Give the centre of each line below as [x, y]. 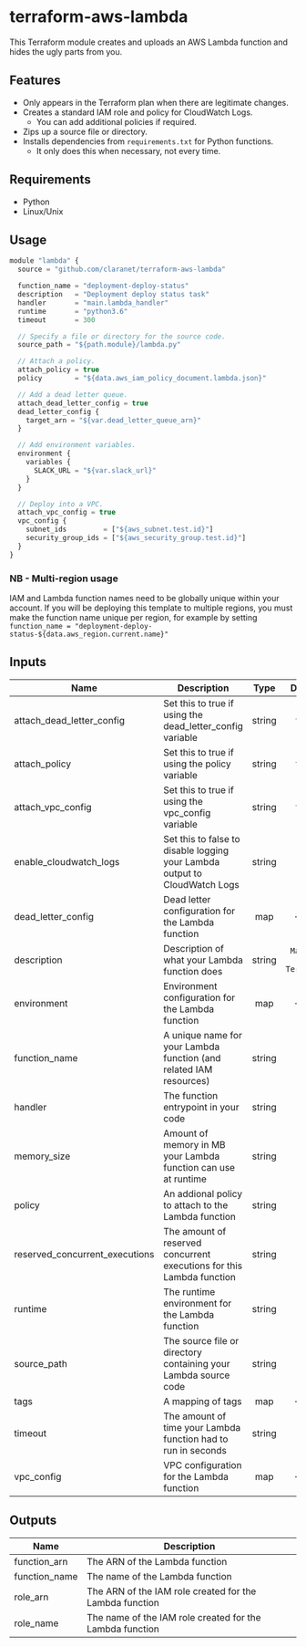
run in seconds [195, 1450]
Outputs [33, 1521]
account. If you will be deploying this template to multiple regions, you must [151, 608]
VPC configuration [203, 1465]
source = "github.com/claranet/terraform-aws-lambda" [122, 270]
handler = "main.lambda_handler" [93, 303]
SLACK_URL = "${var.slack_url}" [95, 470]
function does [193, 971]
